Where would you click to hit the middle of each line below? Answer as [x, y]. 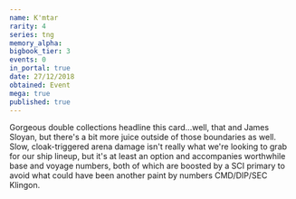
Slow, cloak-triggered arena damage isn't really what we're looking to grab [148, 147]
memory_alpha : [36, 43]
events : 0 [28, 60]
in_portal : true [40, 69]
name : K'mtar [34, 18]
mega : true [30, 93]
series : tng [32, 34]
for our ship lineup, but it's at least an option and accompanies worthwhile [148, 156]
